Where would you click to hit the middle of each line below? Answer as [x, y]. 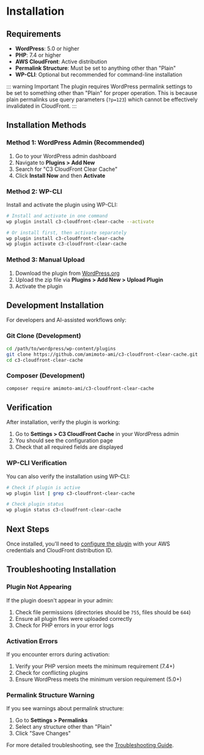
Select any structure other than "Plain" [64, 727]
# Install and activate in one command [57, 216]
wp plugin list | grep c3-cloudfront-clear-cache [71, 493]
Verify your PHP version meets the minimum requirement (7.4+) [95, 666]
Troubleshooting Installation [61, 570]
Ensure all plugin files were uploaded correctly [74, 618]
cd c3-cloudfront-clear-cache [45, 360]
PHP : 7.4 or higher [38, 55]
